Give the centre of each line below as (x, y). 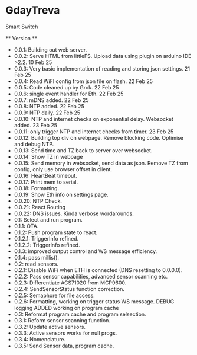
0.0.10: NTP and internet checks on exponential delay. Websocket (93, 119)
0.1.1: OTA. (26, 226)
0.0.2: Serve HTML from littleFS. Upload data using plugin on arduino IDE (103, 56)
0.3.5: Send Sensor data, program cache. (64, 346)
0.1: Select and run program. (48, 219)
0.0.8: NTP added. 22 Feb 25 (49, 106)
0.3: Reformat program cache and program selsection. (80, 314)
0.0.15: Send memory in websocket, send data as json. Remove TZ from (101, 163)
